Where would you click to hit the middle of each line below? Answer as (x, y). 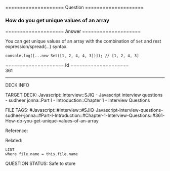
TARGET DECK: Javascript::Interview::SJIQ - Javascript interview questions (84, 95)
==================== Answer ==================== (73, 31)
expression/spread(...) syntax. (36, 47)
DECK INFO (17, 85)
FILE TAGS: (17, 110)
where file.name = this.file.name (42, 154)
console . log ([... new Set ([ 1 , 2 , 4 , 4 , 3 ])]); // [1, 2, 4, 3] (72, 56)
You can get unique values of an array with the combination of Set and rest (83, 41)
